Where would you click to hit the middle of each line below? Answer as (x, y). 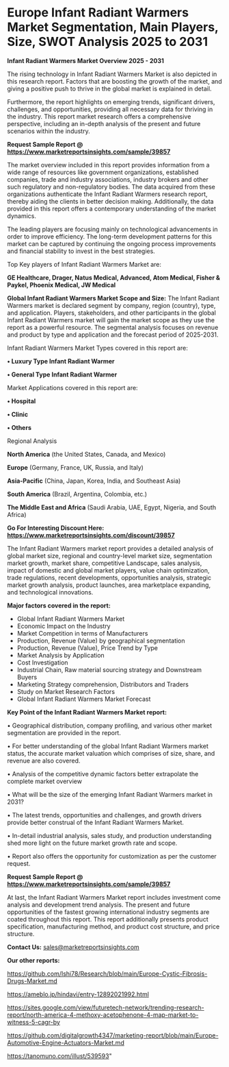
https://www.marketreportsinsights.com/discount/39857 (91, 535)
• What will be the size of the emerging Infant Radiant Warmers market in (110, 794)
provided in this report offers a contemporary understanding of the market (112, 208)
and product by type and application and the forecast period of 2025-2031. (113, 335)
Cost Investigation (42, 662)
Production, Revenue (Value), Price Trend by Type (87, 648)
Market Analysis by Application (60, 655)
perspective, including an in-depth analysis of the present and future (104, 123)
